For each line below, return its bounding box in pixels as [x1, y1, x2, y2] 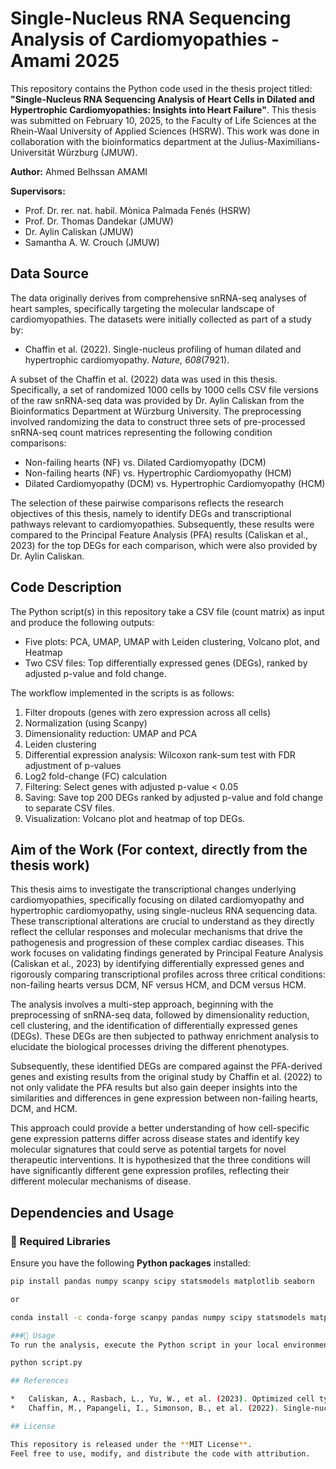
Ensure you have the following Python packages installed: [10, 1257, 251, 1269]
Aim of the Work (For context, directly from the [10, 841, 308, 858]
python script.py [10, 1358, 83, 1368]
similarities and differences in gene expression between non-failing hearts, [10, 1092, 319, 1104]
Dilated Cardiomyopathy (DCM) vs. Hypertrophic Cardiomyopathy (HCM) [24, 477, 326, 489]
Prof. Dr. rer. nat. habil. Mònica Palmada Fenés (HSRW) [24, 204, 252, 216]
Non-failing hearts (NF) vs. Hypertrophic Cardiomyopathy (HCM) [24, 467, 292, 479]
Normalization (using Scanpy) [24, 717, 148, 729]
